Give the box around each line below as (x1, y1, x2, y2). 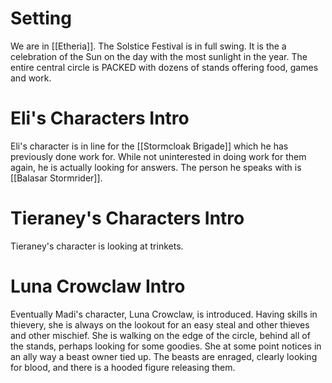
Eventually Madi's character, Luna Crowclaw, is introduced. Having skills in (10, 308, 318, 320)
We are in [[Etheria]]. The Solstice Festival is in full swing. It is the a (10, 40, 287, 52)
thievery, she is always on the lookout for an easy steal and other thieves (10, 318, 310, 331)
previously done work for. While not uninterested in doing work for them (10, 150, 307, 162)
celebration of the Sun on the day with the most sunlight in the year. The (10, 50, 308, 62)
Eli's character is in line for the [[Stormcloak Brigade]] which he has (10, 140, 289, 152)
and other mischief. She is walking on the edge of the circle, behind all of (10, 329, 311, 341)
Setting (10, 7, 72, 30)
